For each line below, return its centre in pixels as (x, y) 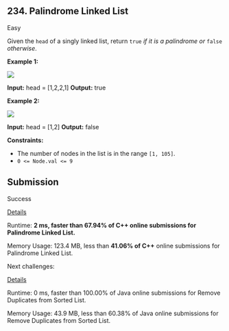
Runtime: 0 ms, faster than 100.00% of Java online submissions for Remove (114, 293)
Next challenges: (31, 266)
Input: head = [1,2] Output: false (53, 127)
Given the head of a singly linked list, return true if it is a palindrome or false (115, 41)
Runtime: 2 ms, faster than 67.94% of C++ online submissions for (102, 225)
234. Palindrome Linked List (68, 11)
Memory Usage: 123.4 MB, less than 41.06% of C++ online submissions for (114, 246)
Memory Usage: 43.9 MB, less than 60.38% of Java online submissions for (113, 313)
